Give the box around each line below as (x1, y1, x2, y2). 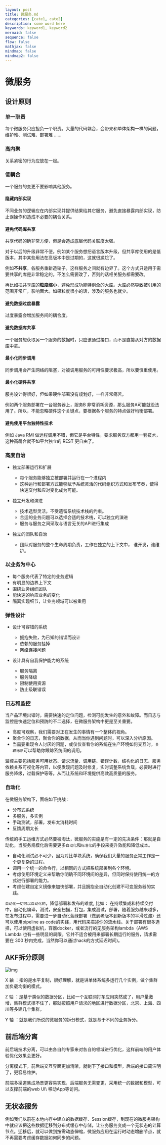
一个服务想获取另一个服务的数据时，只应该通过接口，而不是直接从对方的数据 (5, 336, 161, 342)
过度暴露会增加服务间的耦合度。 (5, 312, 70, 318)
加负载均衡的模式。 (5, 983, 44, 989)
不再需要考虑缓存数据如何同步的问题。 (5, 1135, 83, 1141)
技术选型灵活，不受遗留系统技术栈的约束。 (19, 508, 107, 514)
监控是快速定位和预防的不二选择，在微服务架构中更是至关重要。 (5, 719, 135, 725)
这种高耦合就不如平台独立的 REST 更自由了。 (5, 438, 97, 444)
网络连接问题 (19, 647, 46, 653)
